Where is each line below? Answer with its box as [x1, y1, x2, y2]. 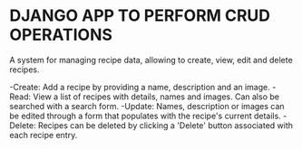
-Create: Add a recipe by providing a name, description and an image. [9, 81, 270, 92]
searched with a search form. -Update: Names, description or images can [9, 100, 285, 111]
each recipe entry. [9, 129, 78, 140]
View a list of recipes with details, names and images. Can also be [33, 91, 279, 102]
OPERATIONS [9, 24, 113, 45]
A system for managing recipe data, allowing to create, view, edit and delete [9, 54, 293, 65]
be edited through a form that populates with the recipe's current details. [9, 110, 281, 121]
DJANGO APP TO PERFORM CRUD [9, 5, 270, 26]
